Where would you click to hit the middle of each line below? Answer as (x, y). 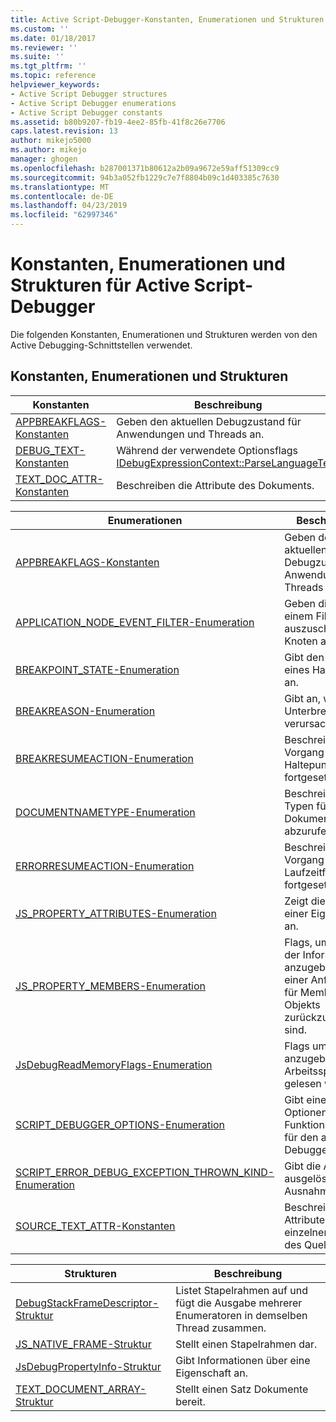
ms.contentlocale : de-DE (62, 196)
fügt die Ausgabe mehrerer (239, 1303)
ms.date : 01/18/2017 (53, 38)
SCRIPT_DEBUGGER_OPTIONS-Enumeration (120, 1124)
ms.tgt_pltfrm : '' (48, 66)
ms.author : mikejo (48, 150)
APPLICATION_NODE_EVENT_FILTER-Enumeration (135, 622)
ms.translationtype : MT (60, 187)
